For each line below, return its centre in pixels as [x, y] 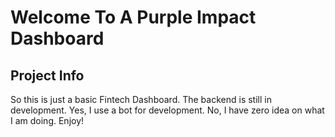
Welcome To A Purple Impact [133, 17]
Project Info [47, 75]
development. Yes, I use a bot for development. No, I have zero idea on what [167, 110]
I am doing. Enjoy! [47, 120]
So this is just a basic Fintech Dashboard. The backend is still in [141, 99]
